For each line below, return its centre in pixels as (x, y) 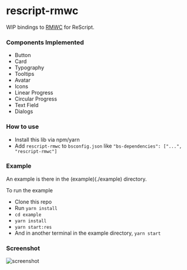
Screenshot (23, 248)
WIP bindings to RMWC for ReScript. (50, 27)
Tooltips (24, 74)
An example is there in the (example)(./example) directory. (76, 179)
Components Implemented (45, 42)
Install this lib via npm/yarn (47, 139)
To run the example (29, 190)
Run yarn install (36, 208)
